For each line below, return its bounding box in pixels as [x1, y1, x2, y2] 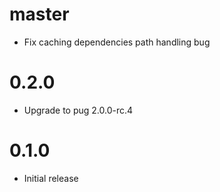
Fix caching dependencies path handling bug [23, 36, 211, 48]
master [9, 3, 70, 26]
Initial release [23, 172, 79, 184]
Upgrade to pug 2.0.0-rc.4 [23, 104, 134, 116]
